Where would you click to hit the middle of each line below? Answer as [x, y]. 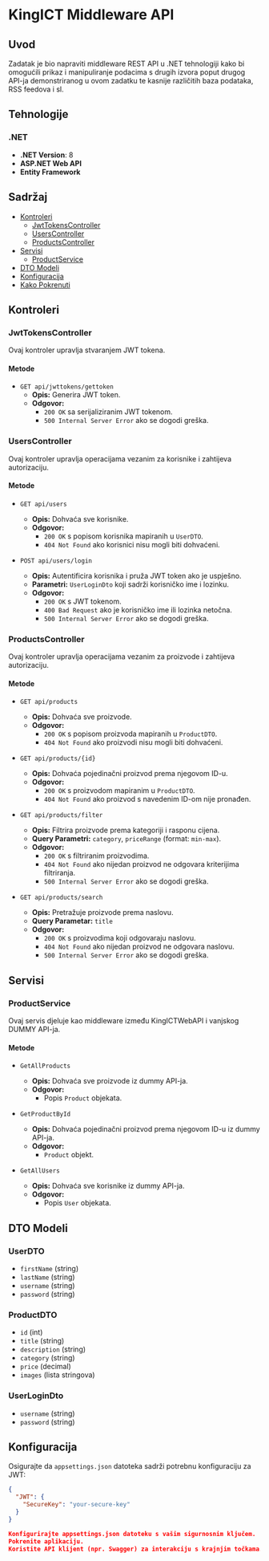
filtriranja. [60, 873]
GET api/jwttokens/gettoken [66, 387]
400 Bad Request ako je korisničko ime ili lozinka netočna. [138, 610]
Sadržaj [28, 197]
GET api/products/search [61, 898]
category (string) [47, 1358]
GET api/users [43, 504]
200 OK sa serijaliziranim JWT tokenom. [108, 412]
